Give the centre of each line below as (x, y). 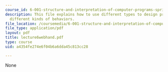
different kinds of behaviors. (42, 19)
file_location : (21, 24)
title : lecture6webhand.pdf (34, 38)
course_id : (16, 10)
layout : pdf (17, 33)
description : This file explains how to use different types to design (81, 14)
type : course (19, 42)
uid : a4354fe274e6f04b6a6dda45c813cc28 (47, 47)
